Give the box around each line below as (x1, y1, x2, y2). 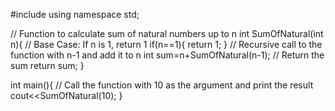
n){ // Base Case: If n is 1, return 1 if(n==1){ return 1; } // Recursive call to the (10, 39, 323, 50)
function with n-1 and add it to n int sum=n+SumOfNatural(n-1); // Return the (10, 49, 325, 61)
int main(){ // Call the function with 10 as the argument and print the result (10, 79, 314, 91)
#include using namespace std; (10, 9, 140, 20)
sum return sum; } (10, 60, 85, 71)
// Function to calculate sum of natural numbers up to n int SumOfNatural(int (10, 28, 324, 39)
